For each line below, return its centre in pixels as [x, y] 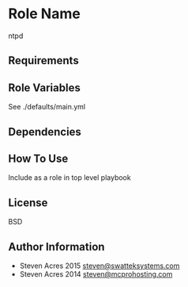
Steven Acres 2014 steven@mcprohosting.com [96, 274]
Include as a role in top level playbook [70, 178]
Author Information [56, 247]
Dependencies [45, 132]
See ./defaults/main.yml [47, 107]
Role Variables [44, 88]
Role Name [44, 14]
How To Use [38, 158]
